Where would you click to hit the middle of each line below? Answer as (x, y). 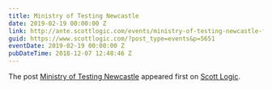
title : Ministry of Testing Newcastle (74, 16)
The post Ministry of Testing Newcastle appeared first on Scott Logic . (125, 76)
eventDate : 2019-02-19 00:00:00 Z (67, 46)
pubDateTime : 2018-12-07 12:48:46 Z (70, 53)
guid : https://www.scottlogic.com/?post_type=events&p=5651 (112, 38)
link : (17, 31)
